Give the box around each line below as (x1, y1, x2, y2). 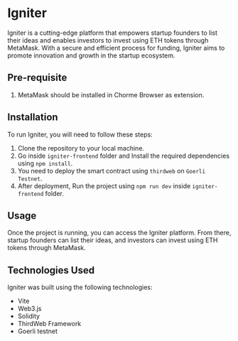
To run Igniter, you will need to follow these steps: (7, 130, 153, 139)
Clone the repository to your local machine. (17, 144, 144, 152)
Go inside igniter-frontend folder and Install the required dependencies (17, 151, 229, 160)
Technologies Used (7, 264, 94, 276)
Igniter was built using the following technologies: (7, 283, 153, 292)
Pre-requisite (7, 72, 67, 84)
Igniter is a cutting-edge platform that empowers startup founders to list (7, 28, 218, 37)
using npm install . (17, 158, 73, 168)
